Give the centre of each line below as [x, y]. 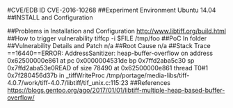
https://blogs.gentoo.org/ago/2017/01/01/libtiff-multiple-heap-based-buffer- [116, 90]
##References [150, 83]
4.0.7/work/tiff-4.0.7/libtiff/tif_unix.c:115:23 [68, 83]
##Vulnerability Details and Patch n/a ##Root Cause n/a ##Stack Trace [109, 46]
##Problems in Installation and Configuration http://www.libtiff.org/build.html [116, 31]
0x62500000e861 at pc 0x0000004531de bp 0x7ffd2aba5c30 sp [101, 61]
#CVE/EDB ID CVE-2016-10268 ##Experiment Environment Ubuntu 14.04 [112, 10]
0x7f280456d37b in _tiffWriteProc [56, 75]
